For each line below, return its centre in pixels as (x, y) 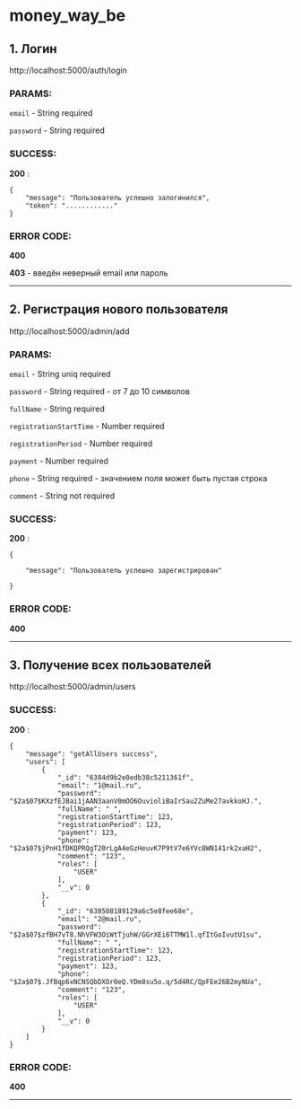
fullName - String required (57, 409)
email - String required (51, 113)
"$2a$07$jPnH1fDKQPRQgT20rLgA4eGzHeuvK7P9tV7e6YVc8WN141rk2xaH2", (136, 848)
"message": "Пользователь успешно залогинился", (118, 198)
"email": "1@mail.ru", (99, 785)
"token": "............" (72, 206)
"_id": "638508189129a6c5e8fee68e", (125, 911)
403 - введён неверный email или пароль (89, 273)
